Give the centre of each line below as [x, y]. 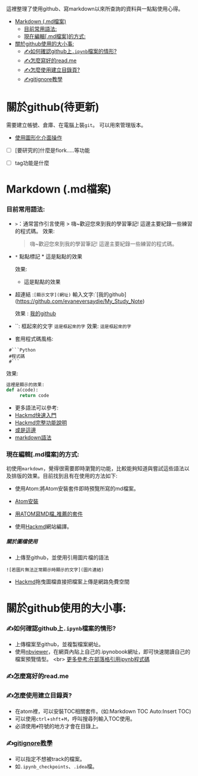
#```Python [22, 350]
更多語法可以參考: [36, 408]
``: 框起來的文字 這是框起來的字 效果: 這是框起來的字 [73, 326]
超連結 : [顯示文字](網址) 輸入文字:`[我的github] [71, 294]
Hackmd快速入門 [35, 415]
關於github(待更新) [53, 108]
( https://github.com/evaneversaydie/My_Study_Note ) [80, 301]
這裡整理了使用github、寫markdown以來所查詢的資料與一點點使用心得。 [95, 9]
